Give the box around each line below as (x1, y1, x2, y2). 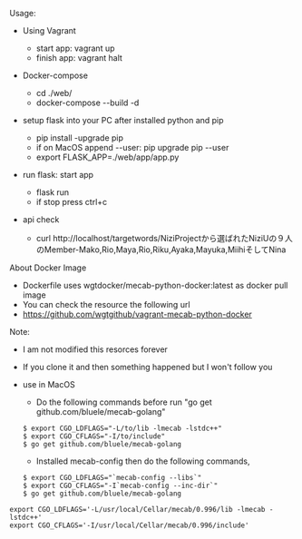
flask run (35, 187, 70, 198)
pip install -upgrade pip (35, 132, 124, 143)
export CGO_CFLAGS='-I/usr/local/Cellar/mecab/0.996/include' (9, 521, 249, 530)
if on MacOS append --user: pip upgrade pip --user (35, 142, 229, 152)
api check (22, 214, 60, 225)
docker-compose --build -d (35, 97, 140, 108)
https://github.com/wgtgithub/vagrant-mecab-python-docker (22, 309, 252, 319)
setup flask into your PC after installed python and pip (22, 115, 224, 125)
